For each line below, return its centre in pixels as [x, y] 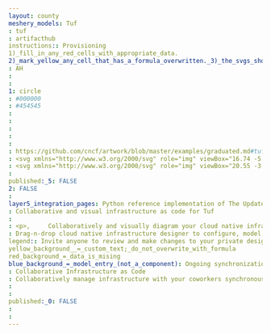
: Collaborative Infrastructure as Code [77, 272]
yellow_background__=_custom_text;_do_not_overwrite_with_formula [122, 249]
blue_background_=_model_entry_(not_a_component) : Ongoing [110, 263]
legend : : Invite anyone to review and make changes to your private [126, 242]
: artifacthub [32, 38]
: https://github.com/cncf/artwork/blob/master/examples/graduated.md [129, 151]
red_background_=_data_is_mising [65, 256]
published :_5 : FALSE [43, 181]
